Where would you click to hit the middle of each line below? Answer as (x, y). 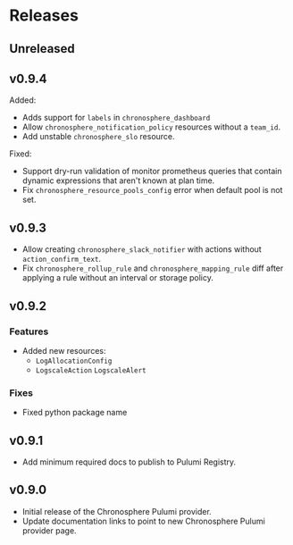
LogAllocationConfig (74, 361)
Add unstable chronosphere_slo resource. (99, 137)
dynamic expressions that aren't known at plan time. (118, 180)
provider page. (50, 530)
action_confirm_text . (61, 259)
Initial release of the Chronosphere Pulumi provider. (117, 511)
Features (29, 331)
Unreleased (42, 49)
